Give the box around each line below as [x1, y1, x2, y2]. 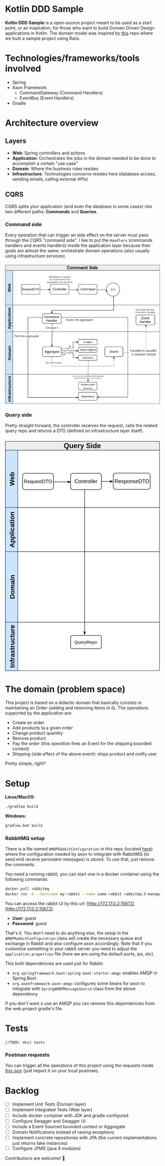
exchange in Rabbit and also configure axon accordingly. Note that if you [5, 940, 152, 947]
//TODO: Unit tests [5, 1040, 45, 1045]
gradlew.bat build [5, 823, 43, 828]
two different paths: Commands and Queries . [5, 208, 98, 214]
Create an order [12, 720, 45, 726]
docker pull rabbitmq [5, 886, 50, 892]
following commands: [5, 876, 49, 882]
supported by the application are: [5, 710, 73, 716]
